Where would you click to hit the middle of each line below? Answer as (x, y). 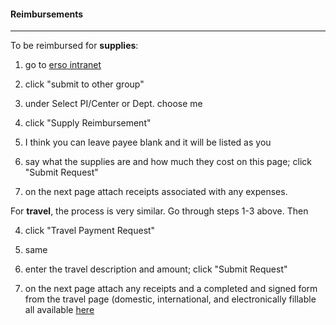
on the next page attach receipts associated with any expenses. (156, 192)
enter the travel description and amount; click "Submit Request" (156, 269)
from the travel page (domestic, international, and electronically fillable (170, 299)
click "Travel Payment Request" (90, 231)
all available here (59, 310)
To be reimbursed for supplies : (74, 46)
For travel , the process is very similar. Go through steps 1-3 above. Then (159, 211)
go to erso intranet (63, 65)
